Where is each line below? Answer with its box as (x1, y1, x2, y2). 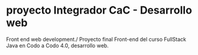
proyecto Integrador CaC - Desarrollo (6, 4, 192, 17)
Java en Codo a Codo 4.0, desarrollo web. (6, 42, 109, 49)
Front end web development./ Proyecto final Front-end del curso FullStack (6, 35, 187, 43)
